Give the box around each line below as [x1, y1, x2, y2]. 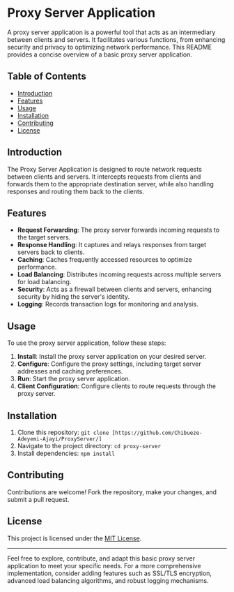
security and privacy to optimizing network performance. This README [7, 43, 212, 51]
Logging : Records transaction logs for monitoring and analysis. [17, 300, 198, 309]
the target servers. [17, 233, 71, 242]
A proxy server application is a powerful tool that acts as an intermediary [7, 28, 216, 36]
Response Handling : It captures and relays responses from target [17, 241, 207, 249]
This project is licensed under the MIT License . [7, 534, 142, 542]
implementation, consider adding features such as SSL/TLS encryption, [7, 569, 212, 577]
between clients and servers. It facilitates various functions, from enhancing [7, 35, 226, 43]
